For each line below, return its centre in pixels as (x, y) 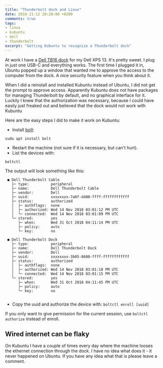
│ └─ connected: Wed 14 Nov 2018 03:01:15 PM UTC (65, 274)
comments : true (20, 19)
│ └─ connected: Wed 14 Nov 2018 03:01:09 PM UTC (65, 214)
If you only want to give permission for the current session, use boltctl (77, 313)
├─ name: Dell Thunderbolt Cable (55, 188)
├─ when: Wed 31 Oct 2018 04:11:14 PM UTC (68, 223)
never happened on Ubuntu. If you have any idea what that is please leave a (81, 356)
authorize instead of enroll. (32, 319)
